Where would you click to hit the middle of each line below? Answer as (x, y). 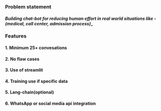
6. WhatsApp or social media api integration (50, 103)
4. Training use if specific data (37, 81)
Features (16, 36)
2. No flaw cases (22, 59)
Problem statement (28, 7)
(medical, (15, 23)
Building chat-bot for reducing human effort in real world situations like (79, 18)
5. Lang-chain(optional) (30, 92)
